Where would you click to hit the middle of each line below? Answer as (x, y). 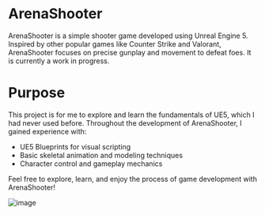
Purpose (37, 93)
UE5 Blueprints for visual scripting (75, 146)
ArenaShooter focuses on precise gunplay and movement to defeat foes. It (130, 52)
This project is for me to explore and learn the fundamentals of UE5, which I (131, 115)
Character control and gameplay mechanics (91, 164)
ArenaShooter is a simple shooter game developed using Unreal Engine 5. (128, 36)
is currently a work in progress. (59, 61)
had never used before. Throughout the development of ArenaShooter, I (125, 123)
